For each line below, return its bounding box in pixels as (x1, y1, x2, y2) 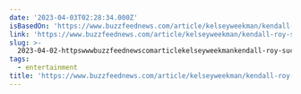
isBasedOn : (9, 21, 50, 30)
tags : (9, 55, 30, 64)
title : (9, 72, 34, 81)
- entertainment (17, 64, 78, 73)
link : (9, 30, 30, 38)
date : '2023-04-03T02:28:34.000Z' (9, 13, 139, 22)
